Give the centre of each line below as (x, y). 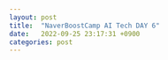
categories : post (41, 42)
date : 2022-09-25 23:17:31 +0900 (75, 34)
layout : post (33, 17)
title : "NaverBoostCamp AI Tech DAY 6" (85, 26)
